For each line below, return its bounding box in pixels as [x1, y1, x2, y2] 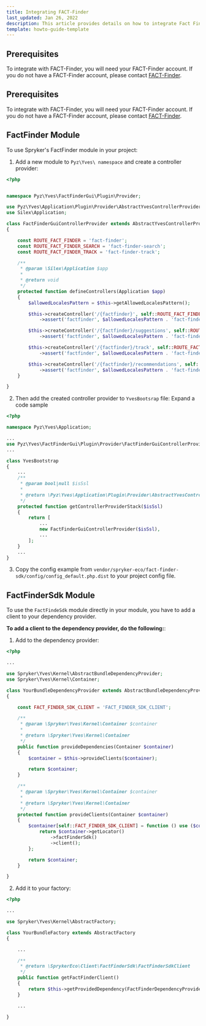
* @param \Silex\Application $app [20, 266, 109, 272]
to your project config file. [110, 572, 176, 580]
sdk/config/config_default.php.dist [15, 573, 109, 580]
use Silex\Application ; [6, 210, 67, 216]
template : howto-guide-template [6, 26, 89, 33]
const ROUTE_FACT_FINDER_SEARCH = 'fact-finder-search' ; [17, 243, 166, 249]
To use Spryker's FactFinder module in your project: [6, 146, 138, 153]
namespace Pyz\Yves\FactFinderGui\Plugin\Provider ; [6, 193, 141, 199]
